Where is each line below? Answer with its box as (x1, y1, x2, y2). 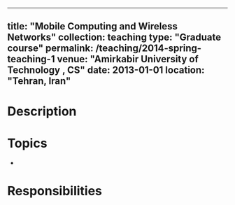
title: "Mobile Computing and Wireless (7, 20, 178, 32)
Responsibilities (7, 183, 103, 199)
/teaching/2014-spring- (95, 43, 201, 55)
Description (7, 103, 77, 119)
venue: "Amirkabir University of (57, 53, 199, 65)
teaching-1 (7, 53, 55, 65)
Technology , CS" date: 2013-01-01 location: (7, 64, 205, 76)
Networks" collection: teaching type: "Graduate (7, 31, 222, 43)
